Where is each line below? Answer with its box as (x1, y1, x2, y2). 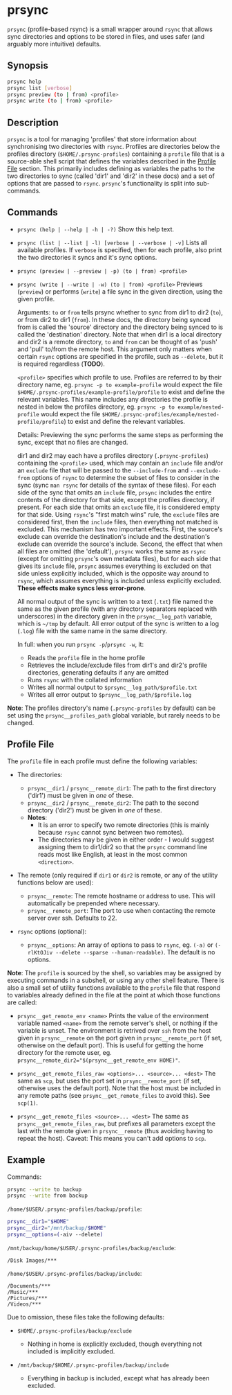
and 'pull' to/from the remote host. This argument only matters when (17, 345, 213, 353)
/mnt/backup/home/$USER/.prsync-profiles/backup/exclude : (7, 1243, 176, 1252)
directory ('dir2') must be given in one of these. (27, 806, 162, 814)
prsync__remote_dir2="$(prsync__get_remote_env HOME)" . (17, 1056, 181, 1064)
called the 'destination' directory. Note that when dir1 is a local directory (17, 330, 222, 338)
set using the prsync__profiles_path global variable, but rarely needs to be (7, 711, 220, 719)
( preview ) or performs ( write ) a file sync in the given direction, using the (17, 287, 223, 296)
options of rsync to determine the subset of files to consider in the (31, 473, 220, 481)
